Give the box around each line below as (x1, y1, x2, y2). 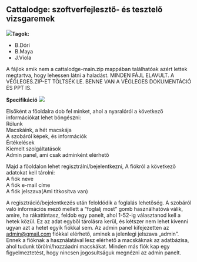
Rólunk (6, 120, 23, 127)
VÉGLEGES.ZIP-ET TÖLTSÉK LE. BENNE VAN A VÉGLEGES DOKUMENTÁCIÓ (6, 78, 192, 85)
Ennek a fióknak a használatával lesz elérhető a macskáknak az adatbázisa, (6, 236, 189, 243)
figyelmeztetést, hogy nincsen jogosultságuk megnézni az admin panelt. (6, 249, 181, 256)
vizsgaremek (6, 14, 55, 24)
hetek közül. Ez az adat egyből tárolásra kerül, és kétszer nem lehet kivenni (6, 217, 188, 225)
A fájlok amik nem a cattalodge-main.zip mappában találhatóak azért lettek (6, 65, 188, 72)
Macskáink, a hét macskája (6, 126, 72, 133)
